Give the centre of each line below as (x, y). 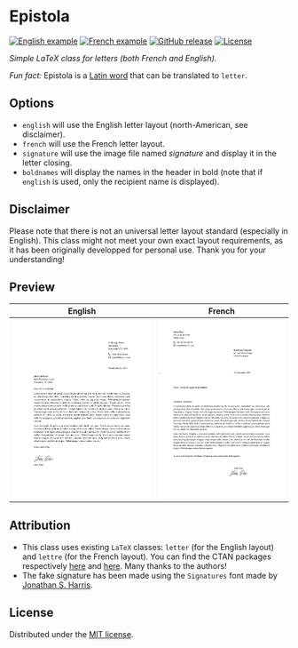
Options (32, 104)
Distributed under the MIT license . (71, 634)
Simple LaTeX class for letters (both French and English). (113, 58)
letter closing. (47, 163)
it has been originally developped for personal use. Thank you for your (137, 250)
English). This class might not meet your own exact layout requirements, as (146, 240)
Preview (32, 287)
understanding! (37, 259)
